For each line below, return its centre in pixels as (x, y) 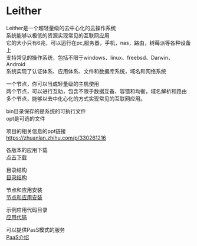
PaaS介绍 (18, 237)
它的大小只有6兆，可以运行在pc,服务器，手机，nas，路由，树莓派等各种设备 (98, 43)
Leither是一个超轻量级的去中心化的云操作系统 (61, 28)
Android (16, 64)
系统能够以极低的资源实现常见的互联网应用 (58, 35)
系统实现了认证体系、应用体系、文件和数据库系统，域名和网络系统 (86, 71)
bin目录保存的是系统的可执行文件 (46, 111)
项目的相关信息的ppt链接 (36, 131)
